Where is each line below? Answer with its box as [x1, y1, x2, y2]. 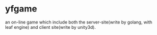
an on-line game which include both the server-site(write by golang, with [5, 19, 153, 25]
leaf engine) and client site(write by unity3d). [5, 24, 96, 30]
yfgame [5, 3, 37, 14]
